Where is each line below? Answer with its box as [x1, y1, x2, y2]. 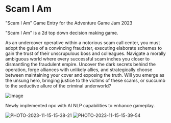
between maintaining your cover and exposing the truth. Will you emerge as [5, 72, 165, 78]
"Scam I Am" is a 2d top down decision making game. [5, 29, 118, 36]
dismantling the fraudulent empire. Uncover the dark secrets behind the [5, 61, 156, 67]
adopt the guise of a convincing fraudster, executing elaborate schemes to [5, 45, 162, 51]
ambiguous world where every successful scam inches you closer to [5, 55, 150, 61]
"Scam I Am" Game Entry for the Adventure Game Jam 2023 [5, 20, 133, 26]
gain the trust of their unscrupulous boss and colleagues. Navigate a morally [5, 50, 166, 56]
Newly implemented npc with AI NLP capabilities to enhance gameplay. [5, 102, 155, 108]
